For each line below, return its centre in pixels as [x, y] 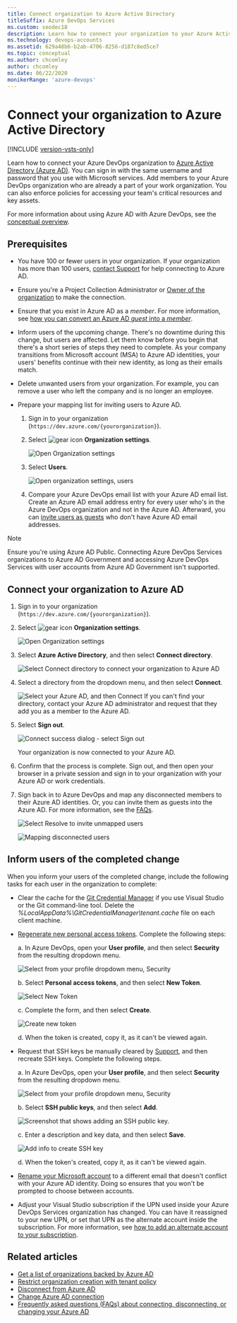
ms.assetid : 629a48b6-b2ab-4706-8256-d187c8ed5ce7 [83, 47]
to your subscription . [48, 1235]
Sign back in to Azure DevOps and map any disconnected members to [120, 795]
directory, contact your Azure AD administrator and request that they [117, 703]
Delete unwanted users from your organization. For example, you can [118, 383]
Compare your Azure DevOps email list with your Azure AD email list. [128, 495]
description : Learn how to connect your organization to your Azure [110, 34]
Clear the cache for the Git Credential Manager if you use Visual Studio [121, 897]
